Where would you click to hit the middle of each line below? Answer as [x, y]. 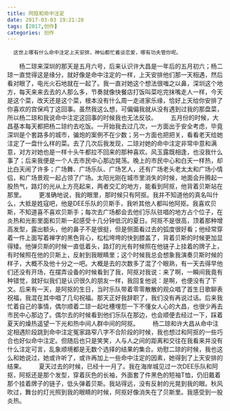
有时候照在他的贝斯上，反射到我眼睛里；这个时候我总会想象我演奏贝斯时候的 [115, 255]
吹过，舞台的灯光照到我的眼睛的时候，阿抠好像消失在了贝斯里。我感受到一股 [115, 392]
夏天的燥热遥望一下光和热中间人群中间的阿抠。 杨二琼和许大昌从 [104, 324]
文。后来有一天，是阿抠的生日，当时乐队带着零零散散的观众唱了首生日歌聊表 [115, 290]
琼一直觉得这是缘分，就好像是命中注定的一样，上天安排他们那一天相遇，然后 [115, 75]
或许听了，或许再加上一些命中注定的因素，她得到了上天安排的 [136, 358]
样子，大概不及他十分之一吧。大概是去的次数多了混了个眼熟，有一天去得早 [112, 263]
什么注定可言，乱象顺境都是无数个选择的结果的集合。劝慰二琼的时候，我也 [112, 349]
